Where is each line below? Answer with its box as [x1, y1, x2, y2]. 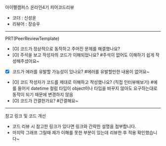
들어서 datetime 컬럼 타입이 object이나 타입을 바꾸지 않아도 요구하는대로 [17, 86, 158, 92]
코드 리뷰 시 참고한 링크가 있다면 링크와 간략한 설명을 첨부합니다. [12, 123, 136, 130]
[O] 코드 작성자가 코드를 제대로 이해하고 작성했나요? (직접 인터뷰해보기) [12, 79, 150, 85]
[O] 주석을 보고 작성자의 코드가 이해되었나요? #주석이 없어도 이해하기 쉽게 [12, 52, 155, 58]
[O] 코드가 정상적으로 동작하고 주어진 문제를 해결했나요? [12, 46, 120, 51]
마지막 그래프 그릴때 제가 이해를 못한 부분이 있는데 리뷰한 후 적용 [12, 130, 136, 136]
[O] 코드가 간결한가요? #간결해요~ [12, 98, 79, 104]
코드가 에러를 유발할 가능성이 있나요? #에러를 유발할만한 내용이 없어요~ [12, 69, 150, 74]
